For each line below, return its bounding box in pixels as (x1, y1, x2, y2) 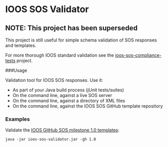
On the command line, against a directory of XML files (12, 97, 125, 104)
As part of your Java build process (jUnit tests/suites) (12, 87, 124, 93)
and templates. (5, 42, 36, 48)
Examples (5, 115, 30, 122)
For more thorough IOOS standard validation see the (5, 52, 114, 58)
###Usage (5, 67, 28, 73)
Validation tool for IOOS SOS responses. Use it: (5, 77, 103, 83)
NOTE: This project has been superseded (5, 24, 138, 32)
